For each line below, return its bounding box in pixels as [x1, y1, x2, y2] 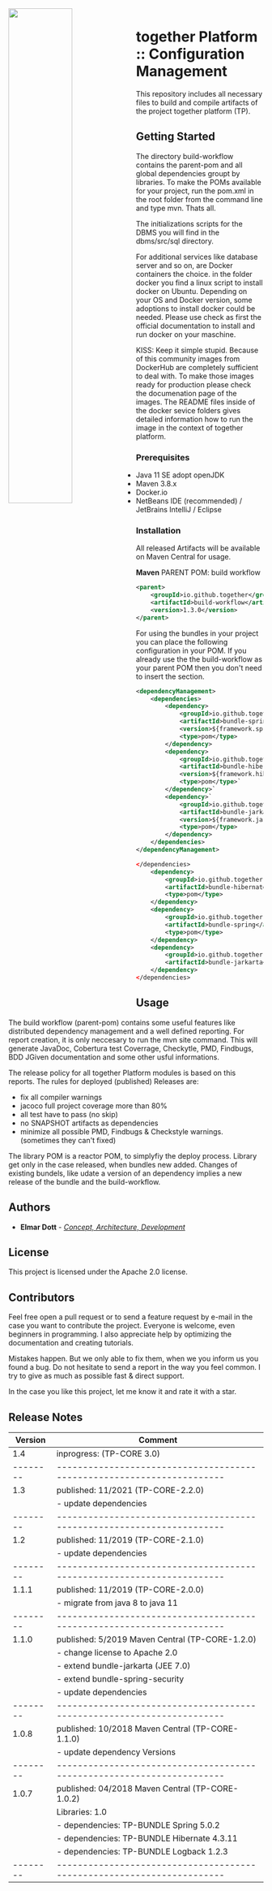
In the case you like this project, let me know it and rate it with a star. [8, 1387, 237, 1397]
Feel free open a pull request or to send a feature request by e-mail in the [8, 1312, 253, 1322]
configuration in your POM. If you [136, 645, 247, 655]
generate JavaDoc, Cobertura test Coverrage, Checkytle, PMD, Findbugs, [8, 1043, 254, 1053]
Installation [136, 525, 181, 536]
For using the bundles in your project [136, 628, 259, 638]
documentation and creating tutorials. [8, 1338, 134, 1348]
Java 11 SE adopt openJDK [136, 470, 225, 480]
